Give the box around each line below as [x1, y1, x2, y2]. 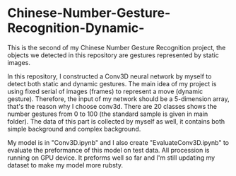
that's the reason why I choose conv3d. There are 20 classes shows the [7, 102, 218, 110]
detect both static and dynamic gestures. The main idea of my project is [7, 79, 217, 88]
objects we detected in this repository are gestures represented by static [7, 51, 219, 59]
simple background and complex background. [7, 124, 141, 133]
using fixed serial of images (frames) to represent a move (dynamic [7, 87, 203, 95]
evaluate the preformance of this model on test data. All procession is [7, 146, 210, 154]
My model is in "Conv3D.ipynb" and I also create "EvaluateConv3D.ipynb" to [7, 138, 230, 146]
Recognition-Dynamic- [7, 20, 145, 36]
